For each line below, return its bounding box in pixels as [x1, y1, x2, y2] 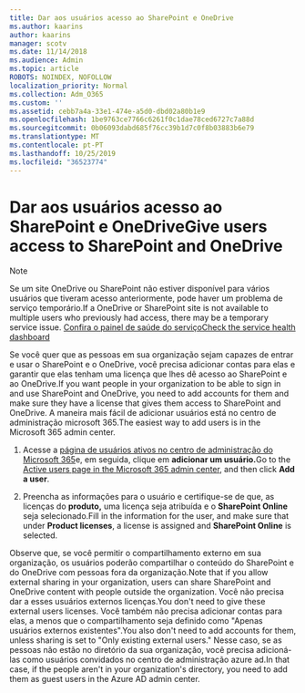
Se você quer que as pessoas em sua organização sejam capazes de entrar [9, 349, 294, 360]
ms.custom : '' [9, 98, 64, 108]
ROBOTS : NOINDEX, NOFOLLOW [9, 73, 112, 82]
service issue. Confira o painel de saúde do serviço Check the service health [9, 322, 296, 333]
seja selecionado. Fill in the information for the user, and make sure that [22, 511, 290, 522]
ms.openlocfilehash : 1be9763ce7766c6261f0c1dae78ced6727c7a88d [9, 115, 255, 124]
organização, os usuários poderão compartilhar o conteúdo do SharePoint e [9, 557, 294, 568]
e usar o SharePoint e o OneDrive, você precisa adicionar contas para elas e [9, 359, 296, 370]
